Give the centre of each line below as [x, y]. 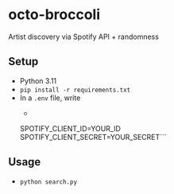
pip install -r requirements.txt [75, 90]
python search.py [48, 182]
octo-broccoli [54, 15]
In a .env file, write [50, 98]
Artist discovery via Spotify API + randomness [83, 37]
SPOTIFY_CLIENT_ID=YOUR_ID [70, 128]
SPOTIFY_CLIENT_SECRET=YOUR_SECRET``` [93, 137]
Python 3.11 [38, 80]
